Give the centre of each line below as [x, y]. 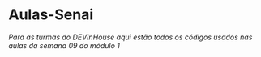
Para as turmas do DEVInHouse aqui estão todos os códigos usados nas [130, 37]
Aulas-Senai [51, 15]
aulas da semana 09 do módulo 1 [64, 45]
